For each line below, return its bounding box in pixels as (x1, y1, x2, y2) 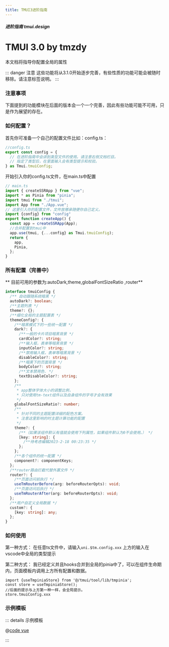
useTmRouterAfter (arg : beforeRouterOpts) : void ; (14, 491, 119, 496)
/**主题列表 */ (10, 303, 39, 308)
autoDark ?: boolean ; (10, 299, 53, 304)
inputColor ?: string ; (18, 345, 65, 351)
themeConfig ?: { (10, 317, 44, 322)
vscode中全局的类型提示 (5, 551, 57, 557)
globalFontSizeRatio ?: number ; (14, 402, 80, 407)
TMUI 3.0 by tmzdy (5, 41, 87, 53)
